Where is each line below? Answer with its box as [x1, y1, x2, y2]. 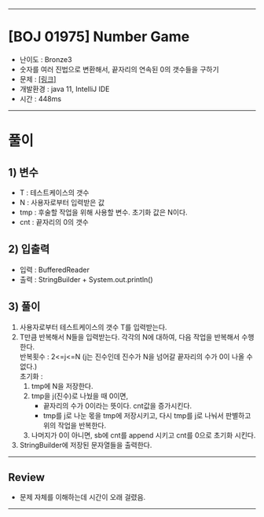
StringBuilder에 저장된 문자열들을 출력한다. [19, 440, 152, 449]
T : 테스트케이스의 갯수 [19, 188, 90, 197]
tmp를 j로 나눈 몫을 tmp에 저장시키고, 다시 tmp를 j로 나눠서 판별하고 [42, 410, 251, 420]
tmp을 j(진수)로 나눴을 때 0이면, [31, 390, 129, 401]
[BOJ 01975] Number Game [8, 28, 190, 46]
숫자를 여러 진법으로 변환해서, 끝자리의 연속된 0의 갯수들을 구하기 [19, 64, 219, 74]
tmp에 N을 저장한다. [31, 381, 93, 390]
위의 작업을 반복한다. [42, 420, 107, 430]
